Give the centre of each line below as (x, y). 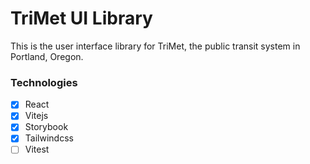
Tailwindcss (49, 138)
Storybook (46, 127)
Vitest (37, 149)
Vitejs (36, 116)
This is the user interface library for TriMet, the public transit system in (155, 46)
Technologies (44, 82)
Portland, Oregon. (47, 56)
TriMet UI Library (81, 18)
